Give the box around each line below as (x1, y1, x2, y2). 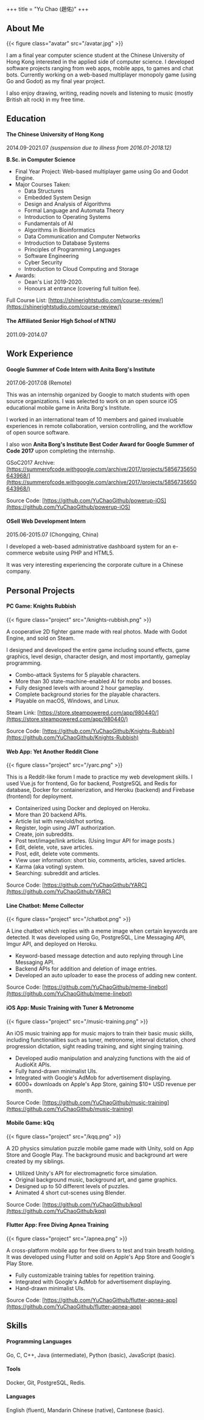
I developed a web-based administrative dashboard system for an (6, 543, 172, 550)
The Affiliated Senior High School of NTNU (6, 317, 116, 324)
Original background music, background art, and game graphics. (15, 1176, 178, 1183)
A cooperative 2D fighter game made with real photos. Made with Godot (6, 628, 188, 635)
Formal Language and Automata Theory (24, 207, 125, 214)
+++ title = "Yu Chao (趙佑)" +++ (6, 6, 89, 12)
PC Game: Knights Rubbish (6, 602, 76, 610)
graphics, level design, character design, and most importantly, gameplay (6, 653, 191, 660)
